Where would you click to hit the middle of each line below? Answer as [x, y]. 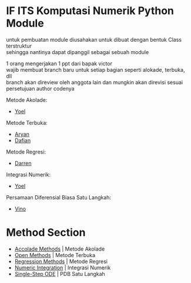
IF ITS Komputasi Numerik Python [90, 11]
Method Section [46, 233]
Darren [23, 163]
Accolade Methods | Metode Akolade [60, 249]
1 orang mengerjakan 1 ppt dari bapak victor [59, 64]
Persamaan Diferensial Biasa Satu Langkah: [59, 197]
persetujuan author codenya [40, 88]
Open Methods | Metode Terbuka [55, 255]
